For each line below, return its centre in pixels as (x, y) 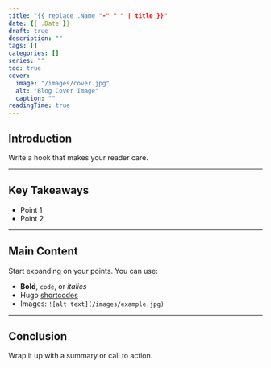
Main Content (43, 252)
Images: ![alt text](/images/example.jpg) (92, 304)
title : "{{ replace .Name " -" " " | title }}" (88, 16)
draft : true (28, 31)
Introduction (40, 138)
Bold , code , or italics (53, 286)
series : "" (27, 61)
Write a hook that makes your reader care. (79, 157)
